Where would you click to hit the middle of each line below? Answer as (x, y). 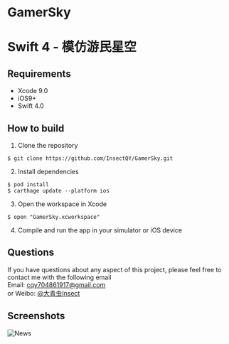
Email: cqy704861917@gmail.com (57, 284)
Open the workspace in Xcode (62, 204)
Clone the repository (48, 145)
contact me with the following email (59, 277)
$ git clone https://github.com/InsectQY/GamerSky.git (90, 158)
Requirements (39, 74)
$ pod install (28, 185)
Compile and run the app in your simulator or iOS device (100, 230)
